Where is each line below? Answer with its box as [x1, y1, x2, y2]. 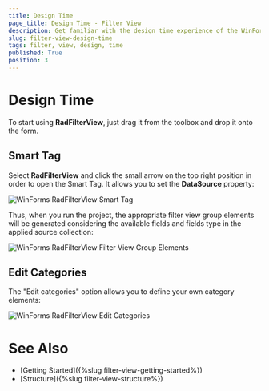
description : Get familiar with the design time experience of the [8, 26, 239, 34]
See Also [8, 339, 69, 357]
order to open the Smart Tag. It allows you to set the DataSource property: [8, 179, 255, 188]
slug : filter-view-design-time [8, 34, 113, 42]
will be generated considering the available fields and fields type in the [8, 218, 242, 228]
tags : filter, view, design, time [8, 42, 124, 50]
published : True [8, 49, 62, 57]
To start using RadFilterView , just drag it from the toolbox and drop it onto [8, 117, 254, 127]
